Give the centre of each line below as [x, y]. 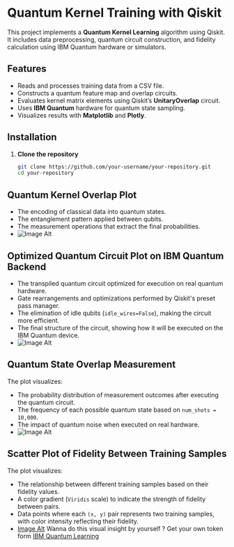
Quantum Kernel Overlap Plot [72, 195]
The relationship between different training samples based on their [113, 484]
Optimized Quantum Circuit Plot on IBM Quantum [116, 256]
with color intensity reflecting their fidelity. [78, 521]
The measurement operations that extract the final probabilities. [109, 226]
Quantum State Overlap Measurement [92, 365]
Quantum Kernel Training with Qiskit [115, 13]
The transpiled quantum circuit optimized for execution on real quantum [120, 283]
